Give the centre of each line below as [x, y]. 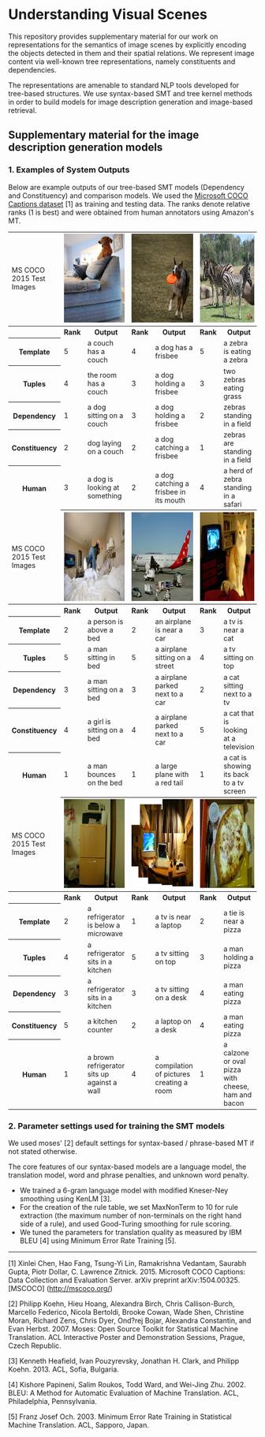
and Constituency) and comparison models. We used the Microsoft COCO [128, 196]
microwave [105, 934]
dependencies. [32, 69]
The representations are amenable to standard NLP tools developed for [124, 85]
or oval [235, 1062]
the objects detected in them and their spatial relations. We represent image [131, 53]
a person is [105, 621]
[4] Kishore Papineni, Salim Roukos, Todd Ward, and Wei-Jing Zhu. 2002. [127, 1385]
